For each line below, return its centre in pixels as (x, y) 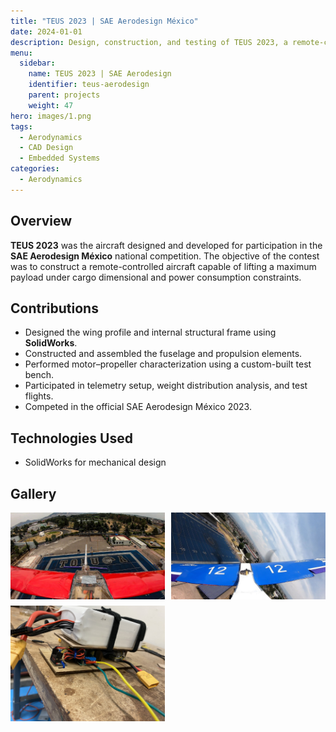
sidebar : (37, 63)
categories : (35, 169)
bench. (39, 375)
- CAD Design (46, 148)
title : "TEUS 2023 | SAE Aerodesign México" (104, 21)
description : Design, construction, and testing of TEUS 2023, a (149, 42)
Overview (41, 221)
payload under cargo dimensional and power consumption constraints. (156, 277)
